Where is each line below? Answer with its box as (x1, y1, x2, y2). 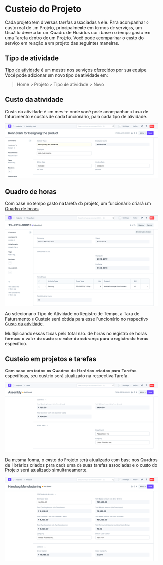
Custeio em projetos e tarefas (5, 355, 96, 363)
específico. (5, 341, 28, 347)
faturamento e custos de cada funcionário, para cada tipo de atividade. (5, 113, 147, 119)
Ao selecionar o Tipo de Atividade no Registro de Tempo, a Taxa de (5, 311, 140, 317)
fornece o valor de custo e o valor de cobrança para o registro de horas (5, 336, 148, 341)
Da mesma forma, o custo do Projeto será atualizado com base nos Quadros (5, 457, 158, 463)
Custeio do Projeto (5, 3, 81, 15)
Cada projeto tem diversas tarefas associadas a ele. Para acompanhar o (5, 19, 149, 25)
